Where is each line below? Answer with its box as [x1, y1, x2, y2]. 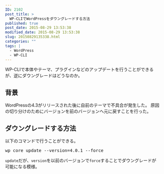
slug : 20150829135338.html [5, 35, 60, 40]
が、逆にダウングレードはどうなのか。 [5, 73, 82, 79]
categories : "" [5, 39, 36, 44]
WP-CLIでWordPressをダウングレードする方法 [9, 16, 90, 21]
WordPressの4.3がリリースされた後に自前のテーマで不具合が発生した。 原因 [5, 102, 160, 108]
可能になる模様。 [5, 164, 40, 169]
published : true [5, 21, 38, 26]
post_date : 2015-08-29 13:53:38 [5, 25, 71, 30]
